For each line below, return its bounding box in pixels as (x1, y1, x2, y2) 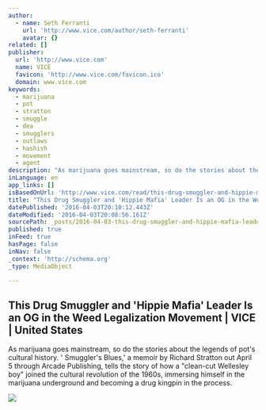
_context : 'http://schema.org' (8, 255, 112, 262)
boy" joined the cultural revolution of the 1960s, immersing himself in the (8, 370, 245, 379)
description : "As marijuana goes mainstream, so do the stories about (8, 167, 246, 174)
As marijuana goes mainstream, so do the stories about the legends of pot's (8, 344, 256, 354)
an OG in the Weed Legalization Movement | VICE (8, 311, 256, 324)
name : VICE (15, 63, 51, 71)
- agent (15, 159, 41, 167)
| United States (8, 323, 83, 337)
